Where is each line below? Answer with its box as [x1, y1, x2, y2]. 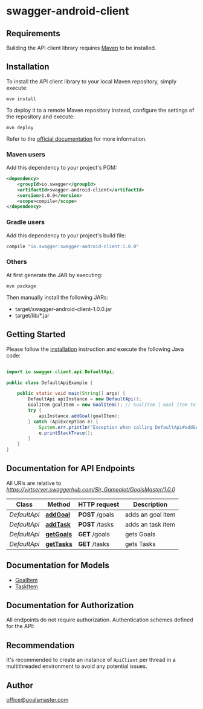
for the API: [6, 623, 34, 630]
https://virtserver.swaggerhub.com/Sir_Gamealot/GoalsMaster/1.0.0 [6, 486, 175, 493]
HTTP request [78, 500, 120, 508]
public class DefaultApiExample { [6, 379, 94, 386]
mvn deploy [6, 124, 34, 130]
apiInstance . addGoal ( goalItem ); [38, 412, 120, 419]
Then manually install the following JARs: [6, 294, 109, 301]
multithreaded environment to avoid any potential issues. [6, 662, 147, 670]
